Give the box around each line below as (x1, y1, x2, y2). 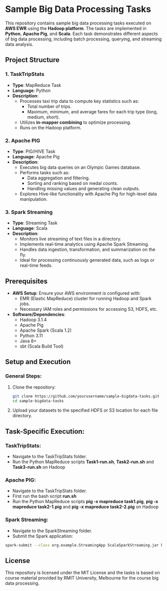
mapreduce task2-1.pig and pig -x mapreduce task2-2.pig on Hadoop (12, 504, 159, 510)
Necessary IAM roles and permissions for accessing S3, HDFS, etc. (19, 306, 158, 312)
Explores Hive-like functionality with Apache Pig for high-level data (19, 191, 158, 197)
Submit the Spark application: (12, 533, 73, 539)
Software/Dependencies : (12, 311, 66, 318)
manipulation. (19, 196, 48, 202)
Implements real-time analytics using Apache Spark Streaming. (19, 241, 149, 247)
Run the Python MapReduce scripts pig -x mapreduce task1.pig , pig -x (12, 499, 159, 505)
